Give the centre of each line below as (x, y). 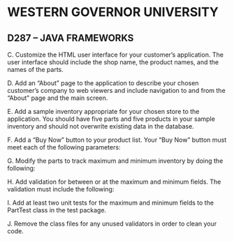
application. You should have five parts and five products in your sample (111, 119)
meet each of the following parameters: (64, 147)
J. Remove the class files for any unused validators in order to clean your (112, 224)
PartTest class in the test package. (57, 210)
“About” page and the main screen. (58, 98)
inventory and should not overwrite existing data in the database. (101, 126)
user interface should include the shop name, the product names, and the (113, 62)
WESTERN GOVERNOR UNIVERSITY (113, 12)
